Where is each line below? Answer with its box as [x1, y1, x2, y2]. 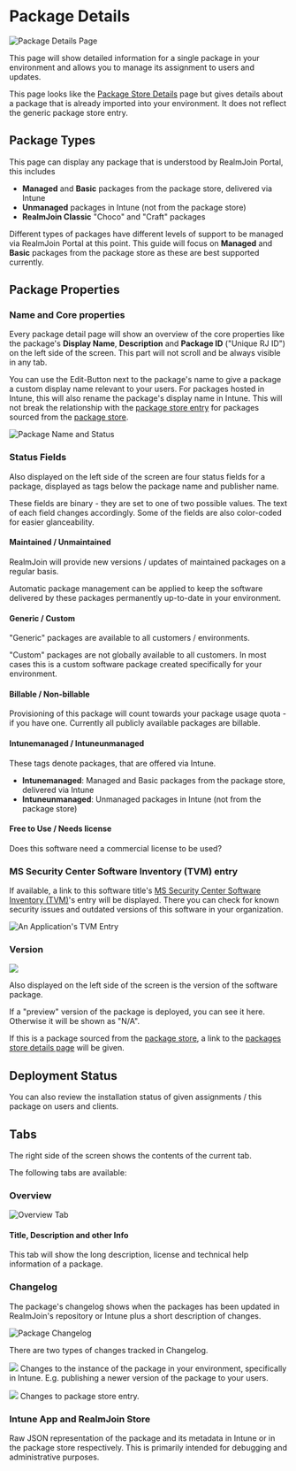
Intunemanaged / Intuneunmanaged [9, 737, 145, 749]
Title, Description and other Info [9, 1229, 129, 1240]
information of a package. [9, 1259, 103, 1269]
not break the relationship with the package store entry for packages [9, 403, 259, 413]
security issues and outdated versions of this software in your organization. [9, 905, 285, 915]
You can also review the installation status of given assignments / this [9, 1091, 262, 1103]
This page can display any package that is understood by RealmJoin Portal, [9, 157, 284, 167]
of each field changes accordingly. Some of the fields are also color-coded [9, 507, 283, 518]
